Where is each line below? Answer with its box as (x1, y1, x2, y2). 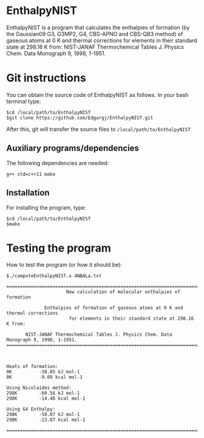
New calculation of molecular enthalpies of (66, 289, 181, 295)
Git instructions (6, 71, 86, 85)
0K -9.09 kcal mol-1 (6, 374, 83, 381)
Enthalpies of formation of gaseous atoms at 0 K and (44, 305, 183, 311)
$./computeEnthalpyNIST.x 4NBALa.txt (6, 273, 102, 279)
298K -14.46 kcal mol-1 (6, 395, 86, 402)
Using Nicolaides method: (6, 385, 72, 391)
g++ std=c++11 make (6, 171, 56, 177)
